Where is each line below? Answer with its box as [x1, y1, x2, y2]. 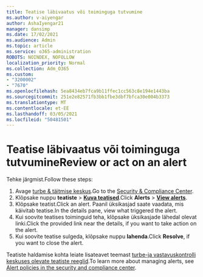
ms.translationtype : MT [6, 99, 67, 105]
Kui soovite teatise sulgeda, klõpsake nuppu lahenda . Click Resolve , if [15, 233, 190, 240]
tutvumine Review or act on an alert [6, 156, 187, 169]
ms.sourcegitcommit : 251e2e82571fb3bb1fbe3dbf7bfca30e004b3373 [6, 94, 170, 100]
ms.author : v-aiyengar [6, 15, 64, 21]
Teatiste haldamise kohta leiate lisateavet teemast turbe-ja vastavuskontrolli [6, 251, 196, 259]
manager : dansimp [6, 26, 50, 32]
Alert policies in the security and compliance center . [6, 264, 137, 272]
